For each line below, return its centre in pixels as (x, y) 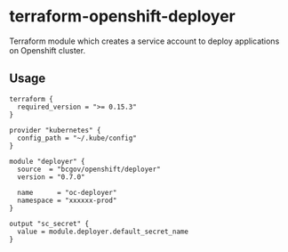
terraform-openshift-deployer (122, 16)
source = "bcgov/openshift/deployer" (89, 169)
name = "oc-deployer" (67, 192)
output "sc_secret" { (49, 224)
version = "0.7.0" (52, 177)
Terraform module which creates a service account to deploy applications (144, 41)
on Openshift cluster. (48, 50)
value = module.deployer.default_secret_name (103, 232)
